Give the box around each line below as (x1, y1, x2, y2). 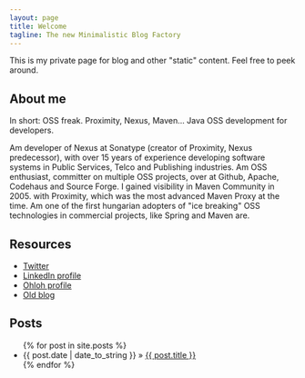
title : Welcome (9, 22, 67, 31)
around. (9, 65, 39, 75)
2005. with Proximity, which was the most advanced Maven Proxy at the (9, 191, 280, 202)
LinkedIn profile (22, 270, 82, 281)
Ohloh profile (22, 280, 72, 291)
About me (9, 91, 66, 106)
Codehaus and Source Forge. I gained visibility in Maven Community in (9, 181, 275, 192)
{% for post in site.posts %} (22, 340, 127, 351)
